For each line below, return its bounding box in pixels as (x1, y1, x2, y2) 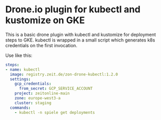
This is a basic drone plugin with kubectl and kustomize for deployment (5, 31, 156, 37)
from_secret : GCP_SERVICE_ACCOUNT (18, 86, 93, 91)
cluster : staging (14, 100, 52, 106)
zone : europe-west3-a (14, 96, 61, 101)
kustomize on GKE (5, 14, 85, 26)
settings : (10, 76, 31, 82)
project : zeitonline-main (14, 91, 70, 96)
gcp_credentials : (14, 81, 52, 87)
